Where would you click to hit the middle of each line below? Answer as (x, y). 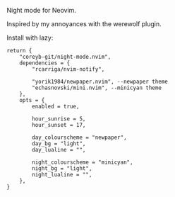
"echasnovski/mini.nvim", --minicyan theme (97, 88)
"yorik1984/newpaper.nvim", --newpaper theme (100, 81)
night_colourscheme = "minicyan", (83, 162)
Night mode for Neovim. (42, 10)
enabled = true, (56, 106)
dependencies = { (45, 63)
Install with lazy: (30, 38)
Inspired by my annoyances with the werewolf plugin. (84, 24)
